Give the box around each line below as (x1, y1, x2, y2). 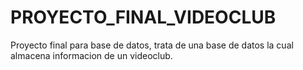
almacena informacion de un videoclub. (10, 49, 173, 61)
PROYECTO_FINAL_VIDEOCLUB (10, 6, 277, 29)
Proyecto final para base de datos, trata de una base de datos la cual (10, 39, 294, 51)
